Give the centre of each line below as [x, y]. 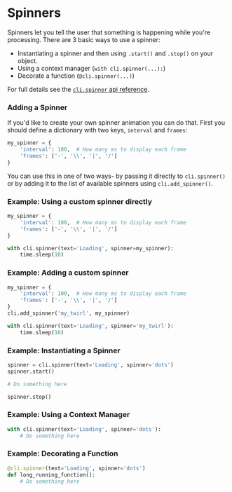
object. [27, 60]
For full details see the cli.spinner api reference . [78, 89]
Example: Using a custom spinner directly [80, 201]
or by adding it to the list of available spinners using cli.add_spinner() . [110, 183]
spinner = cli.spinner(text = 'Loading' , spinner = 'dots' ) [90, 365]
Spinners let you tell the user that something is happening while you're [109, 32]
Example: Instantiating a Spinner [64, 350]
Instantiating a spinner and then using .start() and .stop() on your [115, 53]
